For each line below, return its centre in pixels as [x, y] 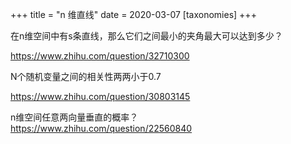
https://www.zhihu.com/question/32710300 [100, 56]
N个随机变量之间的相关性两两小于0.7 [86, 76]
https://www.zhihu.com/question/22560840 [101, 128]
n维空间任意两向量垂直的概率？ [74, 117]
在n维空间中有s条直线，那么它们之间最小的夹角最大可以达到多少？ [146, 36]
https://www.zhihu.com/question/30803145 [100, 96]
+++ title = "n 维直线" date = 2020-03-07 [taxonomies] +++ [133, 14]
